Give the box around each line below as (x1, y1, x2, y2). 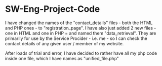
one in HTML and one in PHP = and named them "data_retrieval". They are (5, 30, 157, 36)
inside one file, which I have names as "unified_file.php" (5, 55, 119, 61)
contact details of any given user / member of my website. (5, 40, 124, 46)
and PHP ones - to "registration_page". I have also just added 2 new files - (5, 25, 157, 31)
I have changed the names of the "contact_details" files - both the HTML (5, 20, 153, 26)
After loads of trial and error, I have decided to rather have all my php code (5, 50, 157, 56)
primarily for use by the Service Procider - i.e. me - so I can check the (5, 35, 147, 41)
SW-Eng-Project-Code (5, 3, 100, 15)
